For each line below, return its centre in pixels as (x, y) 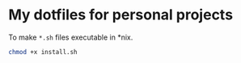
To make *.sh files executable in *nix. (71, 37)
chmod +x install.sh (43, 52)
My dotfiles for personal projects (120, 15)
